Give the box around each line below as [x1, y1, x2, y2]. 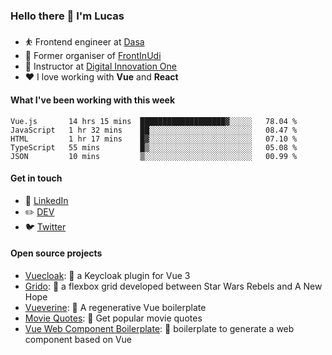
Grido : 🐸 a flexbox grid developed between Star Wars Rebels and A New [24, 280, 323, 292]
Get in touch [10, 172, 63, 184]
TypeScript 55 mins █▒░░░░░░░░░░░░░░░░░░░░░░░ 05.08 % [10, 142, 298, 153]
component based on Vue [24, 333, 132, 345]
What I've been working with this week [10, 94, 176, 106]
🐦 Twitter [24, 220, 67, 233]
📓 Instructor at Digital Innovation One [24, 60, 178, 73]
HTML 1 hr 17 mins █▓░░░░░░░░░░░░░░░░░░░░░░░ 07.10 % [10, 134, 298, 144]
